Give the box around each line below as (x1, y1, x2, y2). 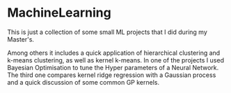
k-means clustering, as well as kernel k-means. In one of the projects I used (7, 56, 225, 64)
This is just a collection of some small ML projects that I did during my (7, 28, 207, 36)
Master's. (7, 35, 35, 43)
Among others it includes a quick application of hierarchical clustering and (7, 49, 221, 57)
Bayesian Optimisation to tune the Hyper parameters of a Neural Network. (7, 63, 219, 71)
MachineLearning (7, 5, 111, 21)
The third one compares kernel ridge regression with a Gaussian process (7, 71, 216, 79)
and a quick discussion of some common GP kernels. (7, 78, 160, 86)
